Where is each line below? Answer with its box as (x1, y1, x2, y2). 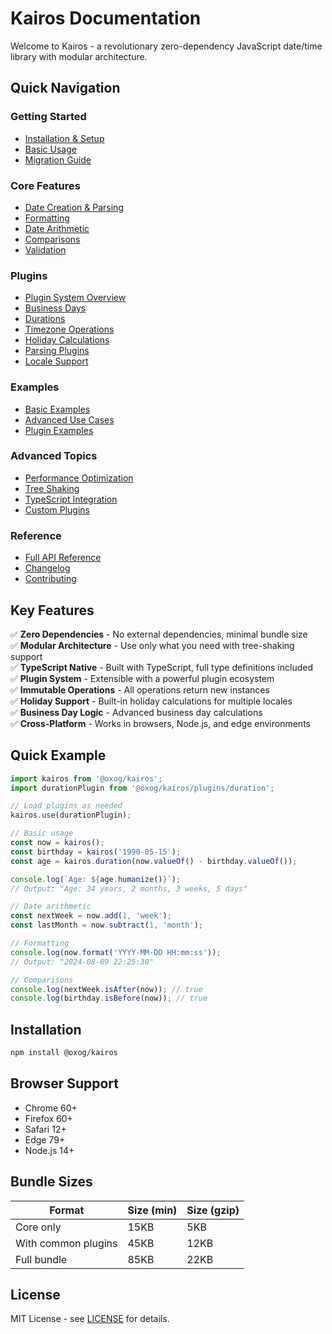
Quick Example (10, 747, 107, 764)
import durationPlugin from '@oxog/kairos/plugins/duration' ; (10, 783, 275, 793)
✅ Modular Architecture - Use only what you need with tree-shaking (10, 639, 295, 651)
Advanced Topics (10, 449, 98, 463)
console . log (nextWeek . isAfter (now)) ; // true (10, 984, 203, 994)
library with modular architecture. (10, 50, 148, 62)
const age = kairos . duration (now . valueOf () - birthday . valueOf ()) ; (10, 856, 298, 866)
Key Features (10, 602, 95, 619)
